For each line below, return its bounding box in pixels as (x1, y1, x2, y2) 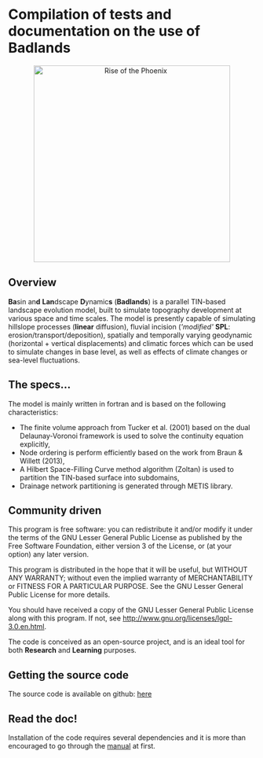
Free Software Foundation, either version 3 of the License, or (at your (8, 541, 232, 551)
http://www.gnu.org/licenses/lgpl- (122, 613, 233, 623)
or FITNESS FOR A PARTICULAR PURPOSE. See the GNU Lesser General (8, 582, 243, 591)
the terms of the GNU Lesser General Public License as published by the (8, 533, 243, 543)
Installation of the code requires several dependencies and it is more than (8, 733, 246, 742)
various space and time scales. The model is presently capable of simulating (8, 313, 256, 323)
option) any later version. (8, 550, 89, 559)
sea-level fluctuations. (8, 355, 80, 365)
